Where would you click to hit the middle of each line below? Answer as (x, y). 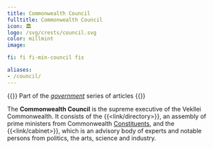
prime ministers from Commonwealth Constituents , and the (91, 123)
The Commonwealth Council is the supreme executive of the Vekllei (104, 109)
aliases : (20, 70)
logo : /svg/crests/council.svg (52, 32)
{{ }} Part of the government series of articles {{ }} (76, 96)
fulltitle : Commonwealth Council (55, 20)
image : (16, 45)
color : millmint (30, 39)
